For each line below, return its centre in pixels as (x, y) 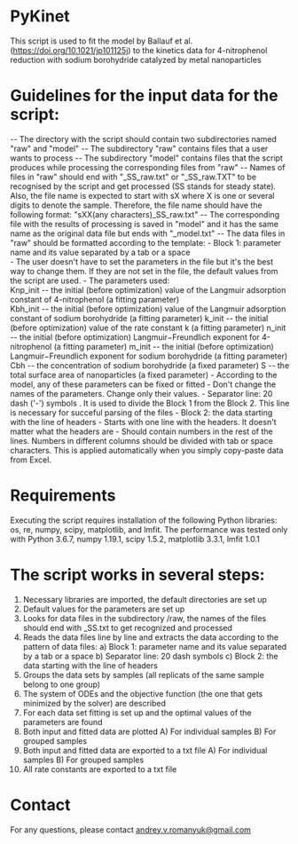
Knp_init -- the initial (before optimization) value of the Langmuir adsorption (148, 289)
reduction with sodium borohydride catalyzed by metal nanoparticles (136, 59)
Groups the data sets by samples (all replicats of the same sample (143, 674)
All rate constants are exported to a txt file (100, 769)
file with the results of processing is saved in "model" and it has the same (144, 224)
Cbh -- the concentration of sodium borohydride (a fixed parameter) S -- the (150, 365)
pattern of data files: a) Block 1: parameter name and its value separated (155, 646)
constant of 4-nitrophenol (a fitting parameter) (95, 299)
